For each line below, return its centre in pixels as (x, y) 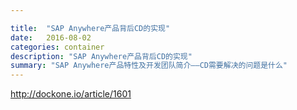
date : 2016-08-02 (51, 37)
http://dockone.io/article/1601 (71, 94)
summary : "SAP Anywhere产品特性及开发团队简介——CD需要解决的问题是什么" (149, 66)
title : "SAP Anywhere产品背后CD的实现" (90, 28)
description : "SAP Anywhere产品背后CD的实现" (101, 56)
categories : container (57, 47)
